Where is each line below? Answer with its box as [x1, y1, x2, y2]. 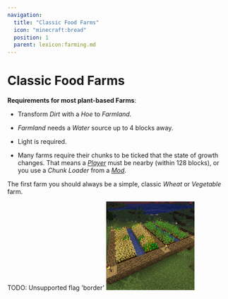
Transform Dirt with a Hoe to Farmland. [17, 110, 132, 118]
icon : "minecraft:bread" [13, 26, 87, 33]
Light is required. [17, 137, 67, 146]
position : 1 [13, 34, 49, 41]
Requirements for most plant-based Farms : [7, 96, 136, 105]
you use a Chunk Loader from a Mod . [17, 167, 127, 175]
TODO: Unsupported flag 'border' [7, 283, 104, 292]
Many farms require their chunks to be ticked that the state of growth [17, 151, 219, 159]
